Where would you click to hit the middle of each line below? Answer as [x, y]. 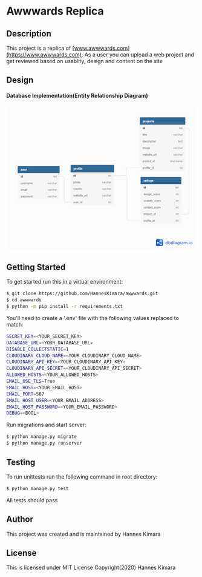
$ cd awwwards [24, 300]
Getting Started [36, 267]
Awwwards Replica [55, 11]
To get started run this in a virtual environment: [65, 282]
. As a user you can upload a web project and [138, 55]
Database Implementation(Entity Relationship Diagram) [77, 95]
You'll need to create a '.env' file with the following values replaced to [93, 318]
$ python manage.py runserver [44, 443]
